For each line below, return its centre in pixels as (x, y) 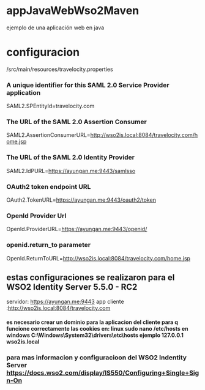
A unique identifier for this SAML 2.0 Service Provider (88, 85)
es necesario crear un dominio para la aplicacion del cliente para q (92, 322)
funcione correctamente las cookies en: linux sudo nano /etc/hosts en (97, 329)
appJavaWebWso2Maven (73, 11)
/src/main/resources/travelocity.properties (60, 69)
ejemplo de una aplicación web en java (55, 28)
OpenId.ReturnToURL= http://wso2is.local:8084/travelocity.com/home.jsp (99, 258)
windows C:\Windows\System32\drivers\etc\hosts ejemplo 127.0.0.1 (95, 335)
